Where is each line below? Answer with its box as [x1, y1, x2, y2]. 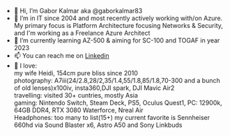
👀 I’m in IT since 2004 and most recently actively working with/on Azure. [13, 14, 223, 22]
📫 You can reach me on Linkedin [13, 52, 109, 59]
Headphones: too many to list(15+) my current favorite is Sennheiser [13, 114, 210, 121]
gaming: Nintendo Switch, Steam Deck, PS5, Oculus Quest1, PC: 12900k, [13, 98, 222, 107]
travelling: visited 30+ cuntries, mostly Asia [13, 91, 138, 99]
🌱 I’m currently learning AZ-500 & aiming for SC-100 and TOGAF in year [13, 36, 220, 45]
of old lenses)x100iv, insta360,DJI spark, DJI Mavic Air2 [13, 84, 175, 92]
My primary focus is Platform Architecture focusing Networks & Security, [13, 22, 223, 29]
